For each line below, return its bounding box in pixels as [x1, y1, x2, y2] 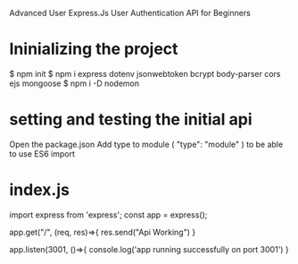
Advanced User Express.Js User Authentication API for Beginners [9, 8, 252, 18]
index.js [9, 180, 70, 200]
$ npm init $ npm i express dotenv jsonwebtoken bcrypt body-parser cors [9, 68, 281, 79]
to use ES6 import [9, 148, 76, 159]
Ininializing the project [9, 39, 178, 59]
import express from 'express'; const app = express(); [9, 209, 208, 220]
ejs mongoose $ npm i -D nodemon [9, 78, 140, 89]
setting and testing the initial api [9, 109, 252, 130]
